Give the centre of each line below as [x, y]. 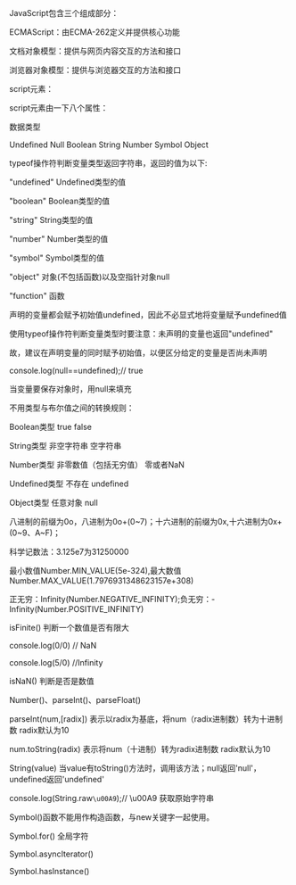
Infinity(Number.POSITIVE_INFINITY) [77, 609]
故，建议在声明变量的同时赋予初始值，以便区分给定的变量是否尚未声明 [138, 352]
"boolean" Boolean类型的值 [59, 201]
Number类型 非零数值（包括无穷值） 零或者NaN [97, 465]
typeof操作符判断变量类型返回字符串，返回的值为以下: [108, 163]
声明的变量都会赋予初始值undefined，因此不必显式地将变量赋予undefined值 [148, 314]
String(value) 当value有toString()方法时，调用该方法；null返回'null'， [135, 768]
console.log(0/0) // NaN [53, 645]
